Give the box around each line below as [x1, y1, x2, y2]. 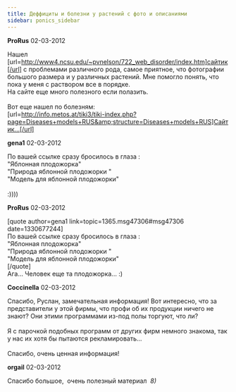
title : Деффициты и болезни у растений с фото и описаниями [7, 10, 188, 18]
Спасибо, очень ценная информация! [7, 349, 120, 357]
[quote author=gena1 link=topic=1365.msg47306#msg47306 [7, 216, 185, 226]
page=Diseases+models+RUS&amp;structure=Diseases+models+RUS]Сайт [7, 117, 229, 125]
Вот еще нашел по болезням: [7, 102, 95, 111]
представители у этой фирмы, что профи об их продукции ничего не [7, 304, 214, 312]
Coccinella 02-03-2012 [7, 283, 76, 291]
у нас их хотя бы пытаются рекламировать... [7, 334, 142, 343]
